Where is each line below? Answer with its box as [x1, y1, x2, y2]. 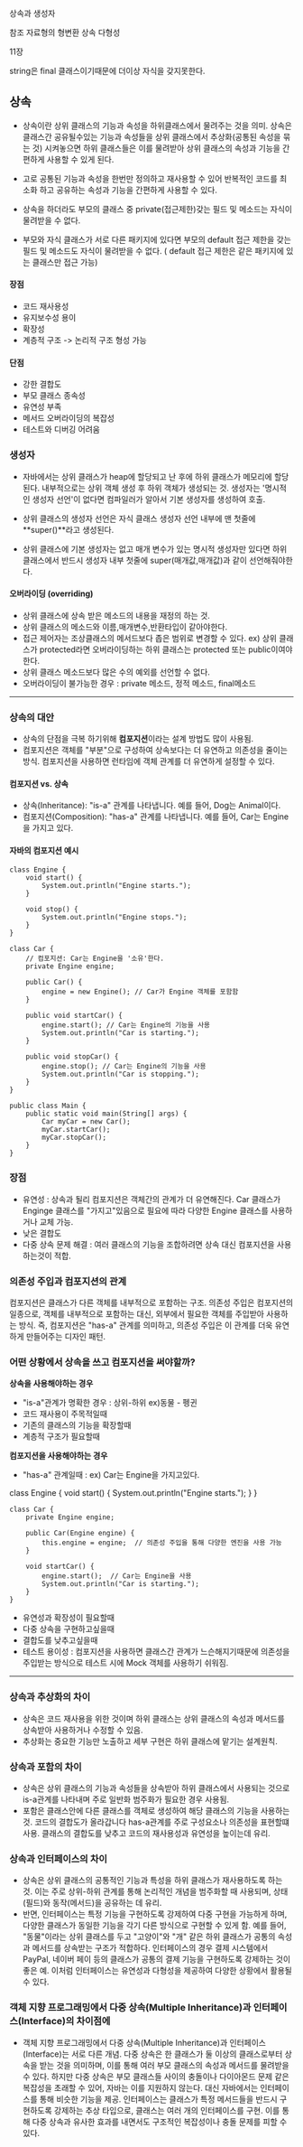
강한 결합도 [22, 378, 62, 390]
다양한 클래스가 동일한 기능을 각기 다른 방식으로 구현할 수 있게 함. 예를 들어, [22, 1920, 287, 1931]
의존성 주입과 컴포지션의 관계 [9, 1274, 127, 1287]
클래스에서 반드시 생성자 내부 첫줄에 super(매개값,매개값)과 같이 [22, 555, 248, 565]
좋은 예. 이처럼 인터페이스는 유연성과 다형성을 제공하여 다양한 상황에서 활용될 [22, 1965, 293, 1976]
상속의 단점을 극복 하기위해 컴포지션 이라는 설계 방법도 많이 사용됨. [22, 733, 254, 744]
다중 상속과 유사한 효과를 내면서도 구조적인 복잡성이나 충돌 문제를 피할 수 [32, 2116, 288, 2127]
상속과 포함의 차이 [9, 1760, 83, 1773]
